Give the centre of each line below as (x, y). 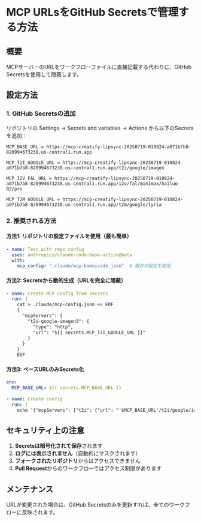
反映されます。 (40, 512)
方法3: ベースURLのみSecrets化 (45, 369)
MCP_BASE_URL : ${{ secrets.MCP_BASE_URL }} (66, 388)
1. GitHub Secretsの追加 (41, 113)
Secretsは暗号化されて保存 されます (59, 446)
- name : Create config (34, 399)
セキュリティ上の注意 (45, 430)
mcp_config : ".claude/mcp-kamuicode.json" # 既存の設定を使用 (94, 266)
